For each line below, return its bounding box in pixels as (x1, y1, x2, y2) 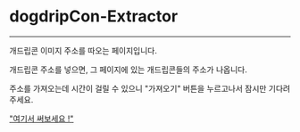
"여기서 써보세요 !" (9, 113, 74, 124)
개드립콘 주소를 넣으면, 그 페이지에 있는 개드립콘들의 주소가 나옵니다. (9, 64, 247, 75)
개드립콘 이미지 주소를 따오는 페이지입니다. (9, 45, 158, 55)
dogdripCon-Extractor (9, 6, 179, 27)
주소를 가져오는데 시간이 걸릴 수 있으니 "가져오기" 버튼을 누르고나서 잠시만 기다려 (9, 83, 291, 94)
